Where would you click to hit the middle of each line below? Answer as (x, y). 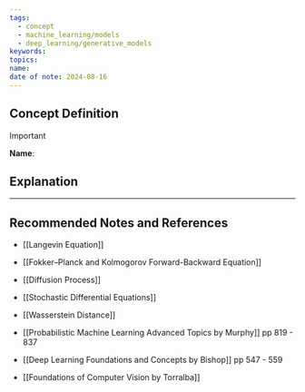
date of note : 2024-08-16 (58, 77)
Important (28, 135)
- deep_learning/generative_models (85, 43)
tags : (20, 18)
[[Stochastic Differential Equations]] (89, 298)
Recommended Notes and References (119, 223)
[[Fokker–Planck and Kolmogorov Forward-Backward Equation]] (142, 262)
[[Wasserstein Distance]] (69, 315)
